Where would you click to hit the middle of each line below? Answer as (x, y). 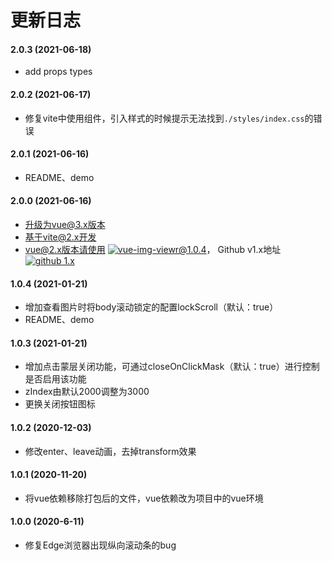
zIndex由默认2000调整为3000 (87, 392)
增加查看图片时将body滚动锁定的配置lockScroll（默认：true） (151, 307)
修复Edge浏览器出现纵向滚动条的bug (100, 545)
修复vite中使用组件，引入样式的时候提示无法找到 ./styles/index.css (164, 118)
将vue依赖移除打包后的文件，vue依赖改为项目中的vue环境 (144, 498)
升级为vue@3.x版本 (65, 224)
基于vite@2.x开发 (60, 237)
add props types (58, 72)
